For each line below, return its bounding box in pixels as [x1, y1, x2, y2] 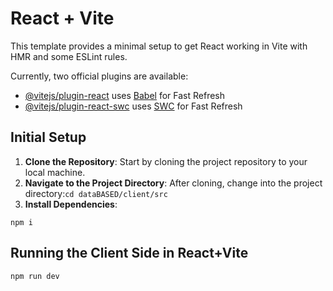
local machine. [24, 166, 86, 178]
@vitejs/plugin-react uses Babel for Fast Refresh [24, 89, 226, 101]
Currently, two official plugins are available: [10, 70, 189, 82]
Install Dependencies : [24, 198, 118, 210]
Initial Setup [10, 129, 87, 146]
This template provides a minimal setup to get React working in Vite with [10, 40, 308, 52]
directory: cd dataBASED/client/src [24, 187, 168, 199]
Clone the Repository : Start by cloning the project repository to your [24, 155, 308, 167]
